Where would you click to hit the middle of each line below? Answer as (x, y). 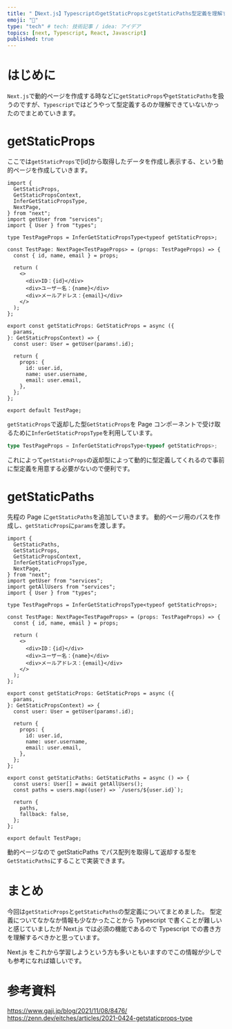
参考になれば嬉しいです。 (49, 961)
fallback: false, (45, 814)
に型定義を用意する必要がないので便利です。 (70, 468)
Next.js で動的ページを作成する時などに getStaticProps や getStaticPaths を (113, 96)
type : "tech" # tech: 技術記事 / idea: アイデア (74, 26)
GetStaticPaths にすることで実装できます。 (68, 861)
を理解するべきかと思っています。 (55, 937)
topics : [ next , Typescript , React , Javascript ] (77, 33)
